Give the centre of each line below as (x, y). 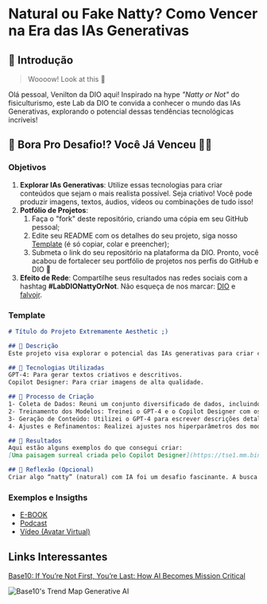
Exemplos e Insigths (48, 498)
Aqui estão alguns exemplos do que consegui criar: (95, 448)
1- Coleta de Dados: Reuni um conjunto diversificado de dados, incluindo (135, 405)
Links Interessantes (58, 557)
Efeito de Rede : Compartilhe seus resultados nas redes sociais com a (133, 277)
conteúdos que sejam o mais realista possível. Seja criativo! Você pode (136, 193)
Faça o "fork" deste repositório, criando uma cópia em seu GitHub (140, 219)
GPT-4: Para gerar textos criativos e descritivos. (95, 375)
